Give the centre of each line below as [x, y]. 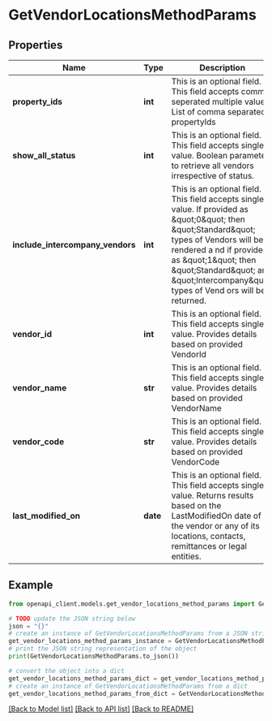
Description [222, 68]
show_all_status [44, 155]
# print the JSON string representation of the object [103, 649]
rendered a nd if [202, 250]
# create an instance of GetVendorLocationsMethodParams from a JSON [128, 634]
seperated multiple [207, 101]
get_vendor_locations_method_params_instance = [90, 641]
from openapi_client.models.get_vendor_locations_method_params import [132, 604]
